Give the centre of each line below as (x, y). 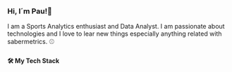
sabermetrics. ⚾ (31, 42)
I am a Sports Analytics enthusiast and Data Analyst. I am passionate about (116, 27)
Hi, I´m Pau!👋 (30, 11)
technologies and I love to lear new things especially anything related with (115, 34)
